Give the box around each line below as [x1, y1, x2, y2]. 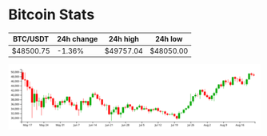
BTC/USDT [13, 34, 50, 44]
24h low [154, 34, 183, 44]
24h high [108, 34, 140, 44]
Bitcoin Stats [8, 6, 95, 24]
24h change [57, 34, 98, 44]
